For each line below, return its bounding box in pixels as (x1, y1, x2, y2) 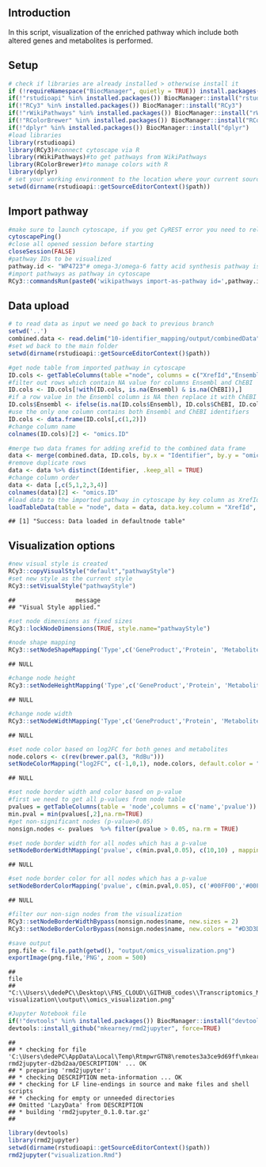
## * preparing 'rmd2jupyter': (8, 1066, 112, 1074)
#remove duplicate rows (8, 459, 87, 467)
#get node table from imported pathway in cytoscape (8, 363, 186, 371)
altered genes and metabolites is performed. (8, 36, 154, 45)
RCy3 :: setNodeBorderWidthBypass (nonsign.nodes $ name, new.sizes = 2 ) (8, 918, 239, 926)
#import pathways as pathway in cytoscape (8, 269, 150, 278)
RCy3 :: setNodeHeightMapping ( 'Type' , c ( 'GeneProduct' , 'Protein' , (8, 682, 222, 690)
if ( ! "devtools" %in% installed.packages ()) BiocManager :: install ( (8, 1017, 232, 1025)
